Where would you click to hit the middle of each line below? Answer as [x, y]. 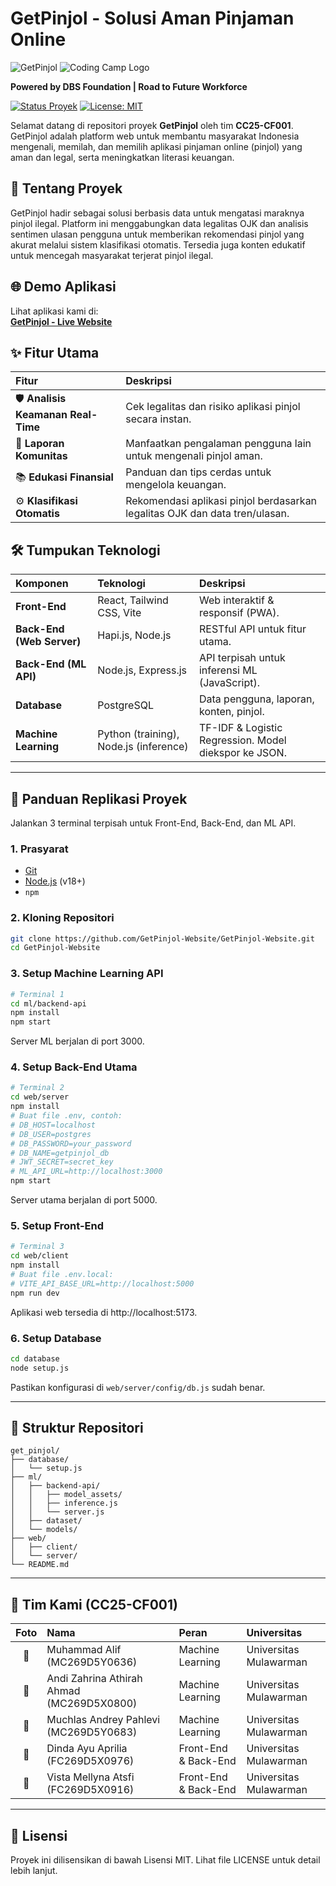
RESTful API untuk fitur [252, 629]
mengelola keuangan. [176, 485]
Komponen [42, 584]
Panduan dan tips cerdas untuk [198, 472]
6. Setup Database [56, 1338]
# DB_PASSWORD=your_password [71, 1143]
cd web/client [40, 1256]
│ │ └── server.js [57, 1512]
